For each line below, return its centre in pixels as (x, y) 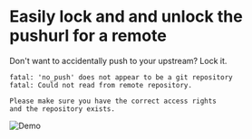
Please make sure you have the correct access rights (113, 101)
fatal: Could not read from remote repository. (101, 85)
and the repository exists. (63, 109)
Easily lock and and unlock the (126, 17)
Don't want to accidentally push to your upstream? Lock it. (118, 60)
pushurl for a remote (88, 36)
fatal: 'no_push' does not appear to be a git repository (121, 77)
